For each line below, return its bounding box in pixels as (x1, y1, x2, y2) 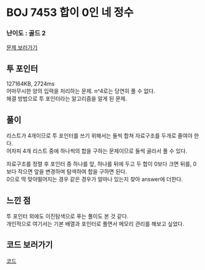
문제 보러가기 (6, 44, 38, 51)
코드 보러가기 (6, 239, 53, 250)
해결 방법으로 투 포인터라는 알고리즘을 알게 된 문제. (6, 95, 127, 103)
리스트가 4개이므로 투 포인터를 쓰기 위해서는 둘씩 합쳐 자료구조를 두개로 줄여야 (6, 132, 193, 139)
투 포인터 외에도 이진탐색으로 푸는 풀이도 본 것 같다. (6, 212, 129, 220)
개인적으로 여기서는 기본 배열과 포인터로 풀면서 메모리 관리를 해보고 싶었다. (6, 220, 185, 227)
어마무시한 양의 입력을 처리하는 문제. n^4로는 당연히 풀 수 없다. (6, 87, 155, 95)
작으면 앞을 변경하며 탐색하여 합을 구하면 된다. (17, 168, 127, 175)
